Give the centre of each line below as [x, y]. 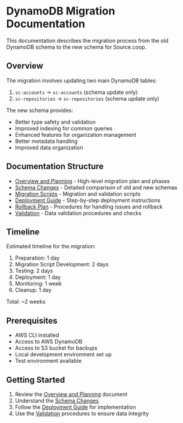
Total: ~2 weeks [26, 302]
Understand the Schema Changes [57, 401]
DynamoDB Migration [61, 11]
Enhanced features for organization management [76, 134]
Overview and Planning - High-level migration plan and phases [92, 181]
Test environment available [48, 361]
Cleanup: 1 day [33, 290]
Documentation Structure [55, 167]
